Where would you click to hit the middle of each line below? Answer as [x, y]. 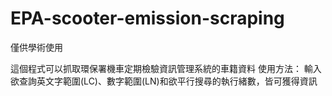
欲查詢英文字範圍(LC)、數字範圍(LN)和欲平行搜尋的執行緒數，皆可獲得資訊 [164, 81]
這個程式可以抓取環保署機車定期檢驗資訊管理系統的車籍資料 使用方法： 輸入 [166, 68]
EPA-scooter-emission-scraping [147, 18]
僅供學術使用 [36, 47]
